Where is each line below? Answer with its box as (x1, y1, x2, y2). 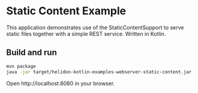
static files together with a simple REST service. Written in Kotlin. (6, 30, 166, 37)
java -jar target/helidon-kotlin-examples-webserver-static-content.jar (6, 69, 192, 75)
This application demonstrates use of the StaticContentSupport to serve (6, 24, 184, 31)
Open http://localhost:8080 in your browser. (6, 79, 115, 87)
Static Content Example (6, 4, 127, 18)
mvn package (6, 63, 36, 69)
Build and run (6, 48, 57, 58)
